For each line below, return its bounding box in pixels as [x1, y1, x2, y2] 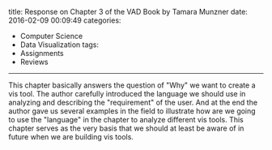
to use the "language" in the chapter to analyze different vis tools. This [8, 115, 244, 124]
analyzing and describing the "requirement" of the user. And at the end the [8, 97, 257, 107]
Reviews [19, 57, 49, 66]
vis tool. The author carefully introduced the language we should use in [8, 89, 246, 98]
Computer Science [19, 32, 83, 41]
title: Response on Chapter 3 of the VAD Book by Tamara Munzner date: [8, 7, 249, 16]
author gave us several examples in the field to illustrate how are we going [8, 106, 257, 116]
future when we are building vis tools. [8, 132, 134, 141]
